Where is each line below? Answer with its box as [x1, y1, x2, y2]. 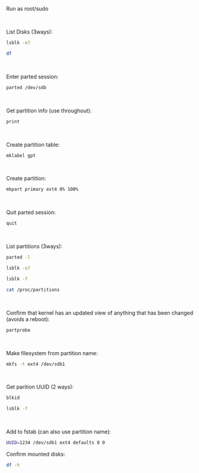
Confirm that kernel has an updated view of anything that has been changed [6, 309, 194, 316]
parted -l [6, 254, 31, 261]
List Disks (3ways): [6, 28, 53, 35]
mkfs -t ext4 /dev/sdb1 [6, 361, 66, 367]
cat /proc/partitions [6, 286, 60, 292]
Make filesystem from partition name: [6, 349, 98, 356]
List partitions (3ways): [6, 243, 63, 250]
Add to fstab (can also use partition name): [6, 428, 111, 435]
